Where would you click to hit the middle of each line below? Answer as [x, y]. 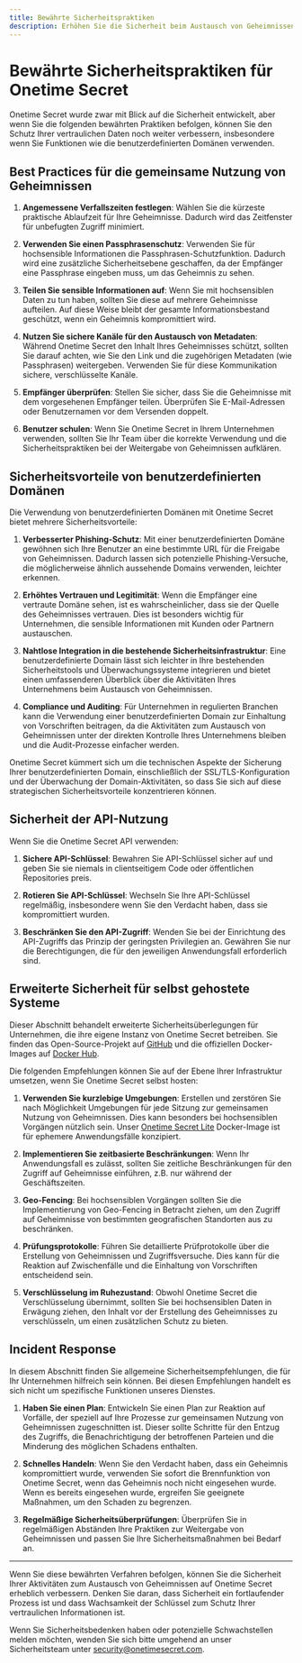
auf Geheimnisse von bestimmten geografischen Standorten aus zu [147, 1219]
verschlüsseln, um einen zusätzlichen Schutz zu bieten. [125, 1320]
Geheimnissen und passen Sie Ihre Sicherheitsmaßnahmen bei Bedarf [151, 1539]
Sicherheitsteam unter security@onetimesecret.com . [107, 1649]
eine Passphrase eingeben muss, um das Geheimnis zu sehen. [138, 273]
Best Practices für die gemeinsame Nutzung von [147, 172]
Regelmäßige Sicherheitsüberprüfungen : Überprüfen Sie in [134, 1519]
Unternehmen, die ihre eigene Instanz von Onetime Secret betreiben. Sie [144, 1034]
